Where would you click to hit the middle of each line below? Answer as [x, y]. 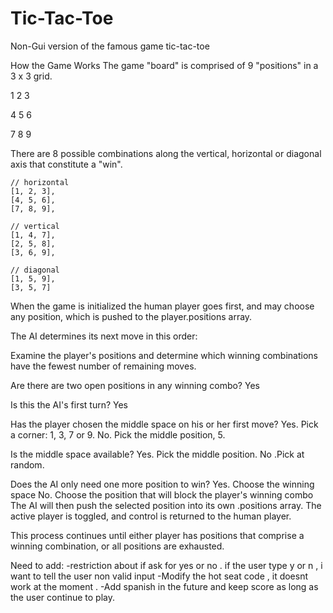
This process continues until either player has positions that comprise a [157, 535]
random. [27, 464]
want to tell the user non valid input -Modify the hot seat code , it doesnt [159, 576]
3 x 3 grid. [31, 76]
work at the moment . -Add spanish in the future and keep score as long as [164, 586]
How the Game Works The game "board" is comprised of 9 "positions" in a [164, 65]
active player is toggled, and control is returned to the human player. [151, 516]
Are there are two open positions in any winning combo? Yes [135, 385]
